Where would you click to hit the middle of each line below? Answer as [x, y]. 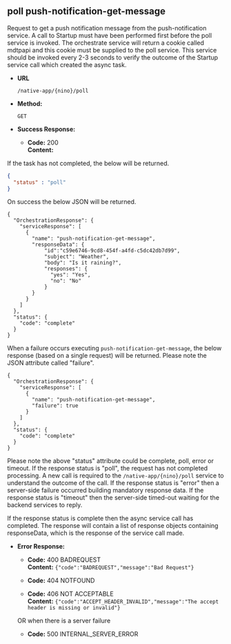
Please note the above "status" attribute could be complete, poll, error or [111, 461]
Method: [30, 104]
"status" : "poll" [40, 182]
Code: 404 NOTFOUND [61, 580]
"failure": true [55, 406]
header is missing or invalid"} [74, 608]
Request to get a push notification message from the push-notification [107, 28]
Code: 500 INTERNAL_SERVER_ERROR [83, 634]
